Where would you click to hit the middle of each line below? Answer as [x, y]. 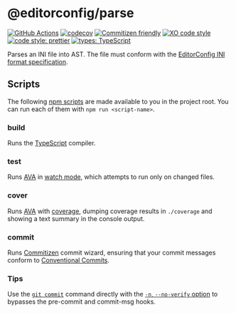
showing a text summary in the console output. [76, 218]
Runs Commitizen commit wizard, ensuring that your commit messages [112, 252]
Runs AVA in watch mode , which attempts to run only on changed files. [111, 177]
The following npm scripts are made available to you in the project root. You [118, 101]
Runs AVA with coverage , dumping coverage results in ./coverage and [110, 211]
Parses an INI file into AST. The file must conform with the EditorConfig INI [116, 54]
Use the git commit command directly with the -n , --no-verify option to [113, 294]
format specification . [38, 61]
